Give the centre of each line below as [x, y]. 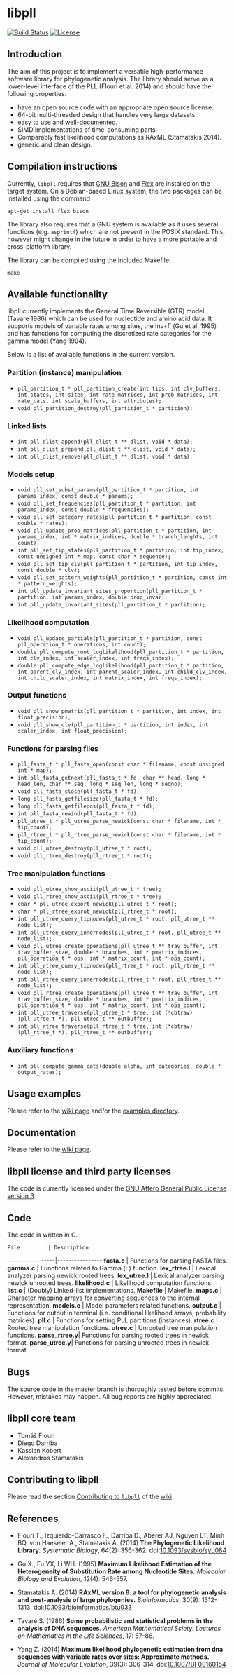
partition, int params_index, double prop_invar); [93, 597]
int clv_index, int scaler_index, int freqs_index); [96, 658]
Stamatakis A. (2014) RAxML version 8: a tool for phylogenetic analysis [122, 1592]
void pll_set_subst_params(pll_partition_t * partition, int [108, 490]
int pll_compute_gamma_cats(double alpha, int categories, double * [119, 1066]
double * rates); [43, 524]
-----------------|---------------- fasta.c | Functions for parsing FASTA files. [117, 1261]
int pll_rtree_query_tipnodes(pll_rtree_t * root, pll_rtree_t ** [116, 966]
